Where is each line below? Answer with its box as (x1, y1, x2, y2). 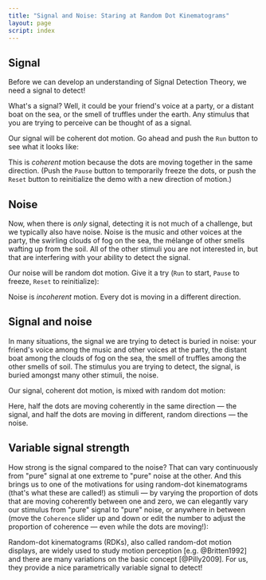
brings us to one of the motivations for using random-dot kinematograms (8, 479, 248, 489)
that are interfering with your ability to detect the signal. (8, 253, 191, 262)
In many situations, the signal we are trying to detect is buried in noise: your (8, 336, 257, 345)
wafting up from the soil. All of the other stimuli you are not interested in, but (8, 244, 259, 254)
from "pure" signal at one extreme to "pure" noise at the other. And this (8, 471, 241, 480)
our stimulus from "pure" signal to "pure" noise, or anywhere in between (8, 504, 245, 515)
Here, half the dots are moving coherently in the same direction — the (8, 400, 237, 411)
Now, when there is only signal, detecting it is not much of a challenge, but (8, 219, 253, 228)
